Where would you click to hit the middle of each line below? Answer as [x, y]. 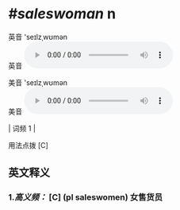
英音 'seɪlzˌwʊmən [38, 37]
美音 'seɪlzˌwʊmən [38, 82]
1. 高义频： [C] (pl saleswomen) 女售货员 [85, 197]
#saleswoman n [62, 14]
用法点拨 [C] [29, 145]
